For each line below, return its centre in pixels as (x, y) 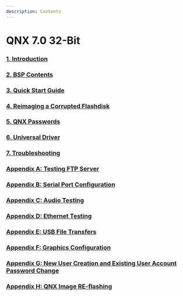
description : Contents (34, 11)
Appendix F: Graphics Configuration (58, 247)
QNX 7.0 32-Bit (43, 40)
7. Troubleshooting (33, 153)
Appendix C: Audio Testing (45, 200)
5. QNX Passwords (33, 122)
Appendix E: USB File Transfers (51, 232)
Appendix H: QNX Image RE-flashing (59, 286)
